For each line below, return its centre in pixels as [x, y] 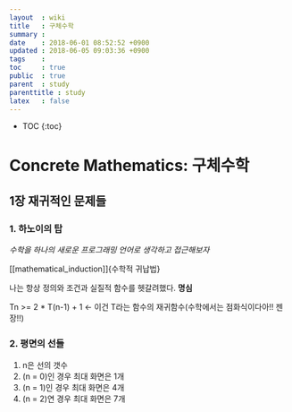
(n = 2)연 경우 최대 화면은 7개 [74, 399]
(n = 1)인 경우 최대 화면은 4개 [73, 387]
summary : [28, 34]
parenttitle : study [48, 92]
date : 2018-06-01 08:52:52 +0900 [79, 43]
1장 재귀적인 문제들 [58, 201]
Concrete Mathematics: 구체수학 [129, 165]
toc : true [38, 68]
